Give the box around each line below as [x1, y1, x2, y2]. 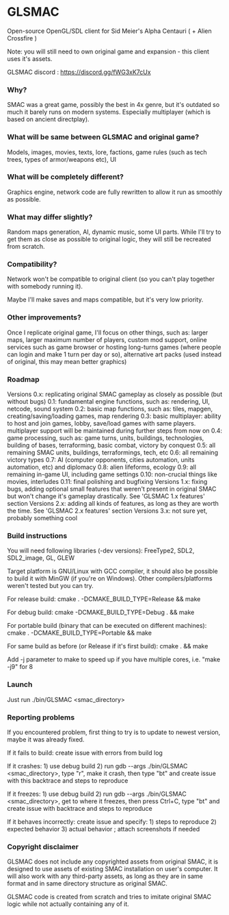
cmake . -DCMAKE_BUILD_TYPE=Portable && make [7, 629, 152, 637]
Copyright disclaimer [7, 842, 79, 851]
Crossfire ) [7, 34, 38, 42]
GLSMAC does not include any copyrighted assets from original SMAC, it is [7, 857, 219, 866]
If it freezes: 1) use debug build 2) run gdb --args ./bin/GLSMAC [7, 790, 187, 798]
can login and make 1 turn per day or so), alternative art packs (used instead [7, 350, 222, 358]
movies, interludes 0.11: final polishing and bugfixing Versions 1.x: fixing [7, 478, 208, 486]
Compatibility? [7, 260, 57, 269]
